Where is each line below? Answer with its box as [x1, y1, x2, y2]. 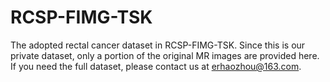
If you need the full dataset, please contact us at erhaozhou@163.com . [10, 60, 302, 72]
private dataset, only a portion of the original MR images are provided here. [10, 49, 320, 61]
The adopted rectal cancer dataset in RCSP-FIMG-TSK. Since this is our [10, 39, 306, 51]
